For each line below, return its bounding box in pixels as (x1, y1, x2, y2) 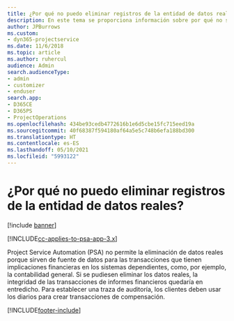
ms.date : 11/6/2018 (7, 43, 64, 50)
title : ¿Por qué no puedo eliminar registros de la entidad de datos (7, 10, 214, 17)
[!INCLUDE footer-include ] (7, 306, 81, 314)
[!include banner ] (7, 221, 57, 229)
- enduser (7, 88, 36, 95)
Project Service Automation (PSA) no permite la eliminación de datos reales (7, 248, 224, 256)
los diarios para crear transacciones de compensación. (7, 292, 165, 301)
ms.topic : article (7, 50, 61, 57)
